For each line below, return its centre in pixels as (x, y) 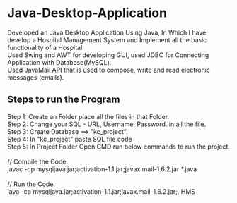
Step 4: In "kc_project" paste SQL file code (70, 139)
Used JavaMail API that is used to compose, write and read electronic (109, 70)
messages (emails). (36, 77)
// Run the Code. (31, 184)
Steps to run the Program (64, 100)
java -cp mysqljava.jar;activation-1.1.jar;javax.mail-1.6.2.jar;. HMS (102, 191)
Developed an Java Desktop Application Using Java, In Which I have (107, 32)
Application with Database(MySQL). (59, 62)
